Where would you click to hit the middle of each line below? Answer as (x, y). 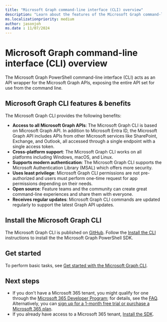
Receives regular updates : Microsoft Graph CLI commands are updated (86, 199)
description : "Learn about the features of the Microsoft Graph (73, 14)
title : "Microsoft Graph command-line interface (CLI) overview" (74, 10)
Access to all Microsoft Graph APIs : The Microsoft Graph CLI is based (85, 125)
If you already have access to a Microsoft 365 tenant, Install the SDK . (83, 314)
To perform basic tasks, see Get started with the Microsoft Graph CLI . (77, 265)
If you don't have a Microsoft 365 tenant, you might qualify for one (80, 293)
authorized (23, 178)
